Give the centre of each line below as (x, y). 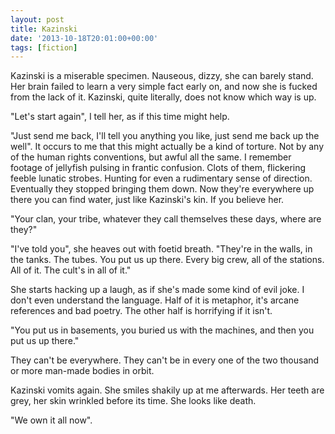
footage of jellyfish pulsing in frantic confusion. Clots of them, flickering (158, 168)
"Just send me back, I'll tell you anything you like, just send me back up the (165, 136)
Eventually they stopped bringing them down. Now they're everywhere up (162, 189)
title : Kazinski (44, 29)
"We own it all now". (51, 420)
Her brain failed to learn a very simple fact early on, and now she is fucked (164, 87)
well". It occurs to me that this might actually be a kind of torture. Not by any (167, 147)
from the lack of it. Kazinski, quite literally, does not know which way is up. (163, 97)
